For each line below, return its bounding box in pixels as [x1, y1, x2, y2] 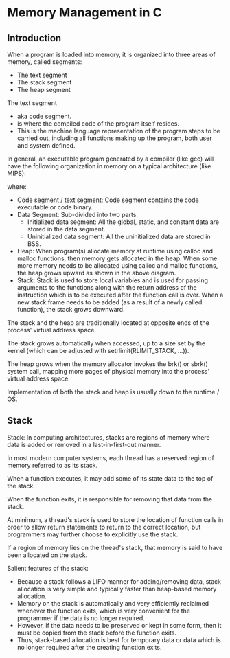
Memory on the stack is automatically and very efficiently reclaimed [16, 599, 209, 607]
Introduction [7, 32, 62, 44]
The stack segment [16, 78, 72, 87]
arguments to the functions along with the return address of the [16, 284, 197, 291]
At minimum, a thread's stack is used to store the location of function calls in [7, 515, 224, 523]
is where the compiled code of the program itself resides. [16, 120, 180, 128]
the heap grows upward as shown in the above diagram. [16, 269, 176, 277]
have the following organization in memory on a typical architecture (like [7, 162, 211, 170]
